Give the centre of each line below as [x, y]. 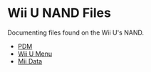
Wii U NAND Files [59, 13]
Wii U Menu [35, 54]
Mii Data [30, 61]
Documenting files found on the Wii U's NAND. [76, 32]
